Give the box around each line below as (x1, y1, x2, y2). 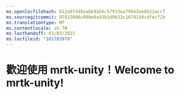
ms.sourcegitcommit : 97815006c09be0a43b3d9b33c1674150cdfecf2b (6, 14, 166, 20)
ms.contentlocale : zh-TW (6, 25, 67, 31)
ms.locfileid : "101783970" (6, 36, 73, 42)
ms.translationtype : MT (6, 19, 65, 25)
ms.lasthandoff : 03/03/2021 (6, 31, 76, 37)
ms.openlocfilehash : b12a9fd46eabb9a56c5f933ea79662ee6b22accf (6, 8, 166, 15)
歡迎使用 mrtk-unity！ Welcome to (6, 63, 175, 77)
